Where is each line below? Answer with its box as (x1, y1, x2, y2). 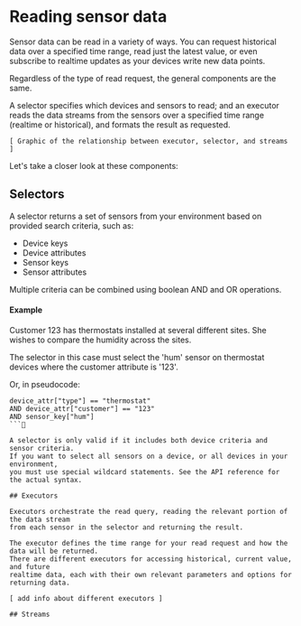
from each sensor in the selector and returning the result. (9, 522, 244, 532)
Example (9, 304, 43, 315)
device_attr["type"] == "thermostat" (9, 396, 151, 406)
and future (9, 562, 50, 571)
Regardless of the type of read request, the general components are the (9, 72, 277, 83)
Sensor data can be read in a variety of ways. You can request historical (9, 36, 277, 47)
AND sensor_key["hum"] (9, 412, 95, 421)
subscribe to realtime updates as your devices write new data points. (9, 55, 266, 66)
